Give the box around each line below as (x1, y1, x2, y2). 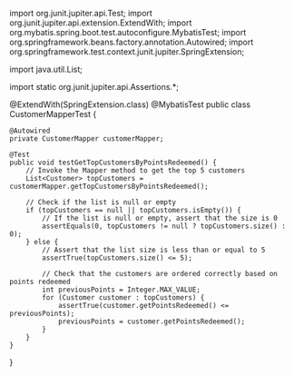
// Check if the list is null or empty (25, 198, 177, 207)
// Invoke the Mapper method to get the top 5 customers (25, 166, 246, 175)
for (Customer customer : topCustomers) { (42, 293, 205, 302)
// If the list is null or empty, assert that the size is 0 (42, 213, 279, 223)
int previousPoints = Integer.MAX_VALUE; (42, 285, 201, 294)
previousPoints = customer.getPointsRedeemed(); (57, 317, 246, 326)
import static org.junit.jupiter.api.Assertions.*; (9, 82, 180, 92)
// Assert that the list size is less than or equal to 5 (42, 245, 266, 254)
